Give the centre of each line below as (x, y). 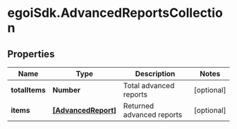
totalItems (28, 90)
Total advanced (149, 86)
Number (67, 90)
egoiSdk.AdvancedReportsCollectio (115, 13)
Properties (31, 54)
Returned (139, 106)
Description (155, 74)
